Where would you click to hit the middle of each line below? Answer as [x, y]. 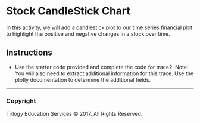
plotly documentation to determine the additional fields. [82, 79]
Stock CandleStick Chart [68, 11]
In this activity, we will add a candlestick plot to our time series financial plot [99, 27]
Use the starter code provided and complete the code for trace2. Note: [101, 67]
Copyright [21, 101]
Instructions [29, 53]
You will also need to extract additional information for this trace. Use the [104, 73]
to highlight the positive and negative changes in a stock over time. [88, 33]
